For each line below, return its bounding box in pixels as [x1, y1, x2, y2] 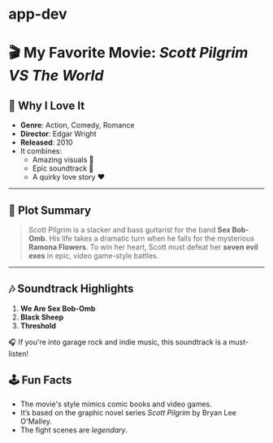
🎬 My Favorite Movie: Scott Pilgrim [8, 44, 249, 62]
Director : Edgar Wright [19, 129, 97, 139]
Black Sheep [19, 312, 64, 322]
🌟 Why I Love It [8, 98, 85, 112]
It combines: [19, 146, 63, 156]
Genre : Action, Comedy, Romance [19, 120, 135, 130]
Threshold [19, 320, 57, 330]
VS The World [8, 67, 104, 85]
